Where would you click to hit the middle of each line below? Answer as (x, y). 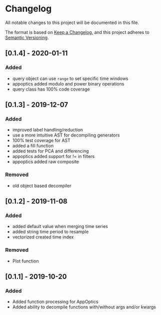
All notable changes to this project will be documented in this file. (72, 22)
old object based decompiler (42, 185)
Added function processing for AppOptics (55, 302)
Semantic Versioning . (27, 37)
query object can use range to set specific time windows (70, 78)
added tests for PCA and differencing (50, 151)
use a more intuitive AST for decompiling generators (66, 135)
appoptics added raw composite (46, 162)
